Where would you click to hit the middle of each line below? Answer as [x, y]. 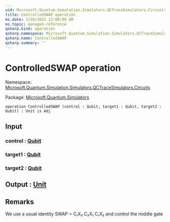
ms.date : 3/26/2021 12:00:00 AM [39, 19]
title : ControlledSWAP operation [40, 15]
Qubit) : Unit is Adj [28, 111]
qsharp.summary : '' [26, 43]
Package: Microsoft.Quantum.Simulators [47, 97]
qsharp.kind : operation [30, 29]
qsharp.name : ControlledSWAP [36, 39]
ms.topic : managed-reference [36, 24]
